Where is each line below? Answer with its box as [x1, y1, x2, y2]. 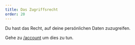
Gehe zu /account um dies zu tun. [5, 35, 74, 41]
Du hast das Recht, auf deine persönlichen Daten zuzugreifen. [5, 25, 131, 31]
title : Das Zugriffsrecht [5, 7, 58, 12]
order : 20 [5, 12, 26, 17]
